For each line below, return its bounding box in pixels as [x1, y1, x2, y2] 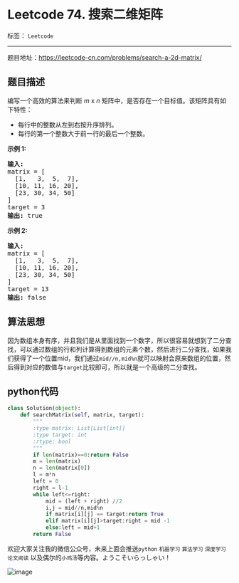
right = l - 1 [33, 484, 69, 491]
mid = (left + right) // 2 [45, 498, 122, 505]
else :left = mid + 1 [45, 524, 100, 531]
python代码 [7, 385, 59, 397]
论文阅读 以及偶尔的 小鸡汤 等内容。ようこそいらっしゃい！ [7, 553, 171, 562]
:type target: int [33, 431, 87, 438]
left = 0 [33, 478, 59, 485]
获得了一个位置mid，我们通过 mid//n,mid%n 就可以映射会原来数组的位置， [13, 354, 225, 362]
